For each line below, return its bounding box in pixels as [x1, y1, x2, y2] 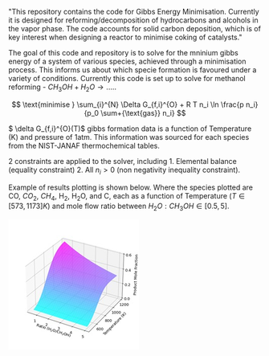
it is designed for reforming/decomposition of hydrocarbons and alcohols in [8, 15, 259, 25]
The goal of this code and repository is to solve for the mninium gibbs [8, 48, 238, 57]
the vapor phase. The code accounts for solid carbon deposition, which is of [8, 24, 261, 33]
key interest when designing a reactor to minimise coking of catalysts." [8, 32, 243, 42]
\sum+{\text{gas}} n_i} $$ [100, 108, 186, 117]
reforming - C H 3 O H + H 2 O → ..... [8, 82, 117, 93]
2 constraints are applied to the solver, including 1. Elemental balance [8, 156, 237, 166]
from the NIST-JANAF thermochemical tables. [8, 141, 161, 150]
